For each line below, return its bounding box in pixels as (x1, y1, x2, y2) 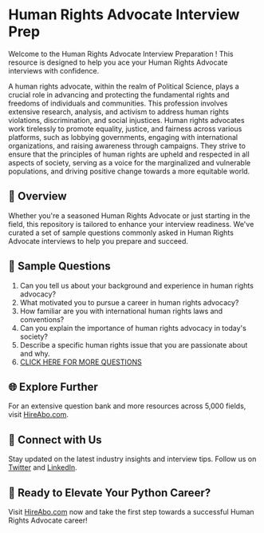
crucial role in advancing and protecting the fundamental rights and (8, 89, 230, 99)
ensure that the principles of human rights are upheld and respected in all (8, 149, 250, 159)
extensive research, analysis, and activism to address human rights (8, 106, 230, 117)
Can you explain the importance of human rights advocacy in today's (19, 323, 247, 332)
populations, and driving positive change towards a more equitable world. (8, 166, 250, 176)
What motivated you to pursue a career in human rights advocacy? (19, 297, 239, 307)
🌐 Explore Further (8, 380, 98, 393)
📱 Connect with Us (8, 433, 102, 447)
